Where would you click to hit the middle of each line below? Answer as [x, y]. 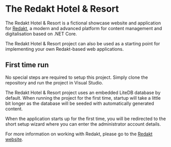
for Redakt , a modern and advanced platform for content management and [84, 28]
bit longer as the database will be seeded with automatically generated [80, 103]
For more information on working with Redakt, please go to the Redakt [79, 134]
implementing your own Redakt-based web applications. [65, 49]
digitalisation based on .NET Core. [41, 34]
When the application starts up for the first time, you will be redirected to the [86, 119]
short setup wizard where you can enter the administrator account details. [83, 124]
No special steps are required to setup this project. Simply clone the [77, 77]
